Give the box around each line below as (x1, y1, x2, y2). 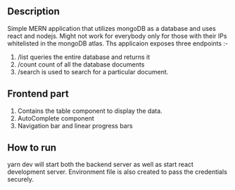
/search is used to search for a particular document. (17, 67, 169, 76)
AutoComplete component (17, 114, 95, 122)
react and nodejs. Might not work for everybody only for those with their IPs (7, 32, 227, 40)
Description (7, 6, 60, 18)
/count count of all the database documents (17, 60, 145, 69)
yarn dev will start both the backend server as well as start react (7, 161, 193, 169)
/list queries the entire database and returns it (17, 53, 151, 61)
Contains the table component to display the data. (17, 107, 163, 115)
